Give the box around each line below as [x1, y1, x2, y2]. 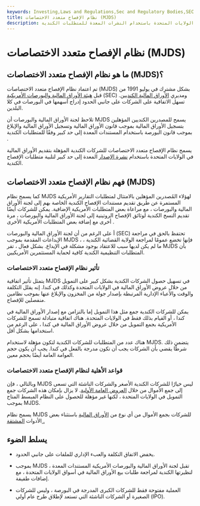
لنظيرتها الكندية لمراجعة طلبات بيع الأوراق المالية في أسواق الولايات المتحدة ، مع [15, 468, 193, 475]
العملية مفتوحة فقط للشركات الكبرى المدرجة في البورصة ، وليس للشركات [15, 486, 181, 493]
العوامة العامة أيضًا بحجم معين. [7, 352, 74, 359]
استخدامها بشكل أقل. [7, 327, 54, 334]
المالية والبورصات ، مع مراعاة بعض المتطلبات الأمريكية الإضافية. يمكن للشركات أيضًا [7, 205, 192, 213]
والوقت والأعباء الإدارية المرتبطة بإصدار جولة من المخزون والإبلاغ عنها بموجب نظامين [7, 290, 193, 297]
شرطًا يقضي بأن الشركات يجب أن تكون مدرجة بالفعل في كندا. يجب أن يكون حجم [7, 345, 187, 352]
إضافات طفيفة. [15, 474, 50, 482]
